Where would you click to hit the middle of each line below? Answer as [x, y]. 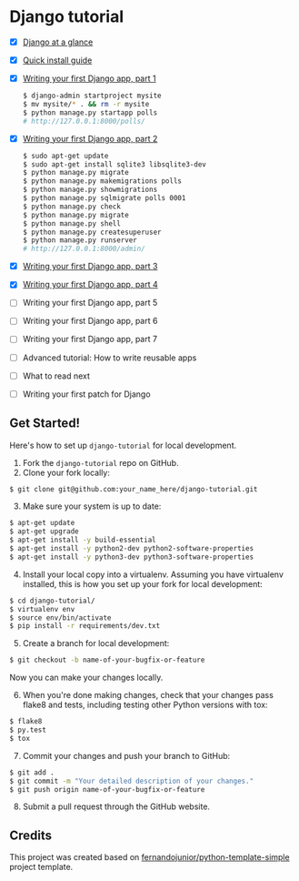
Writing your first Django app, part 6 [90, 321]
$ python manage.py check [71, 207]
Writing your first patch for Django [87, 394]
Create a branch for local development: [96, 643]
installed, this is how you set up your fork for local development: [143, 583]
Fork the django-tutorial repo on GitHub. [100, 462]
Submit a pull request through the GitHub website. [116, 806]
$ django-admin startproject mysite [92, 96]
